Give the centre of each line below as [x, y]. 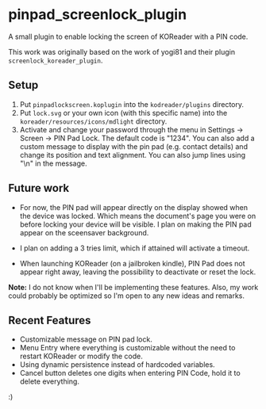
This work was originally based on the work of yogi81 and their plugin [122, 52]
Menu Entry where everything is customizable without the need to [127, 348]
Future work [39, 188]
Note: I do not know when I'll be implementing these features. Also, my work [133, 287]
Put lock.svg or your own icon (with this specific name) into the [123, 113]
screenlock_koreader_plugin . [56, 60]
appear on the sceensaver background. [84, 232]
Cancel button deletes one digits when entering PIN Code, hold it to [130, 373]
